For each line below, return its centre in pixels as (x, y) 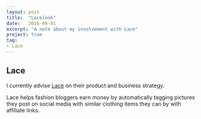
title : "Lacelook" (31, 18)
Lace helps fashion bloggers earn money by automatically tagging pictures (100, 97)
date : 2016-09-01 (31, 23)
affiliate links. (23, 110)
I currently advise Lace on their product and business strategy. (85, 85)
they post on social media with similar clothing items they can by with (94, 104)
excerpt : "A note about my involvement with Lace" (72, 29)
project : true (25, 35)
